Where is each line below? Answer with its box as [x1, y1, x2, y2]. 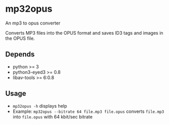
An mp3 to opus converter [5, 20, 61, 26]
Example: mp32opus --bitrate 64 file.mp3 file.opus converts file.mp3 [12, 108, 164, 114]
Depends [5, 50, 35, 59]
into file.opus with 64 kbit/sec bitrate [12, 113, 93, 120]
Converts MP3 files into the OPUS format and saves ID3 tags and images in [5, 30, 163, 36]
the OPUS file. [5, 35, 35, 41]
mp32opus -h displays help [12, 103, 67, 109]
